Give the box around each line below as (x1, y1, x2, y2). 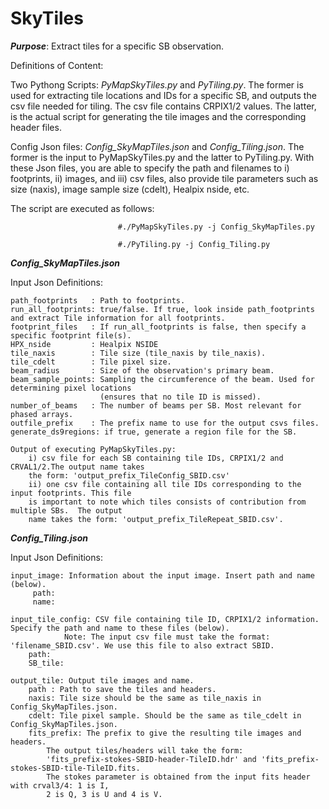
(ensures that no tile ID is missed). (99, 392, 262, 402)
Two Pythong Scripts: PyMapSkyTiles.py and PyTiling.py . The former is (10, 78, 304, 91)
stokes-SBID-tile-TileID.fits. (10, 763, 141, 773)
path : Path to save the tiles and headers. (28, 684, 217, 694)
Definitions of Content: (10, 59, 104, 71)
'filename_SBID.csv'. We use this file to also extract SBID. (10, 640, 275, 651)
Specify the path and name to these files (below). (10, 623, 230, 633)
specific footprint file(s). (10, 330, 132, 341)
